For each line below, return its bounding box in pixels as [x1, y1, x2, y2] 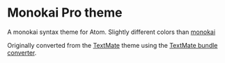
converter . [7, 48, 37, 57]
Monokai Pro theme [7, 5, 123, 21]
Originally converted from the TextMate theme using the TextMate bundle [7, 41, 218, 49]
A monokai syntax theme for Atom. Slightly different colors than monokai [7, 28, 216, 36]
